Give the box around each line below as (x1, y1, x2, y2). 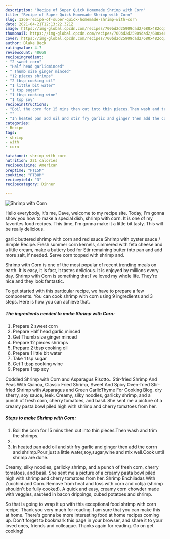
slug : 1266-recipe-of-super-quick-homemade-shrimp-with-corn (5, 17, 137, 22)
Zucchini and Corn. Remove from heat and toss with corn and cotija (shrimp (5, 481, 163, 487)
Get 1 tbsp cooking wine (12, 361, 63, 367)
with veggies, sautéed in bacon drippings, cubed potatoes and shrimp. (5, 491, 153, 497)
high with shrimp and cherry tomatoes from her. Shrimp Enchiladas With (5, 475, 156, 481)
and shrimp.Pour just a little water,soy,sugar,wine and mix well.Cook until (12, 449, 164, 455)
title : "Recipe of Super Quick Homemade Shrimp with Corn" (5, 12, 133, 17)
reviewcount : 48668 (5, 50, 47, 55)
